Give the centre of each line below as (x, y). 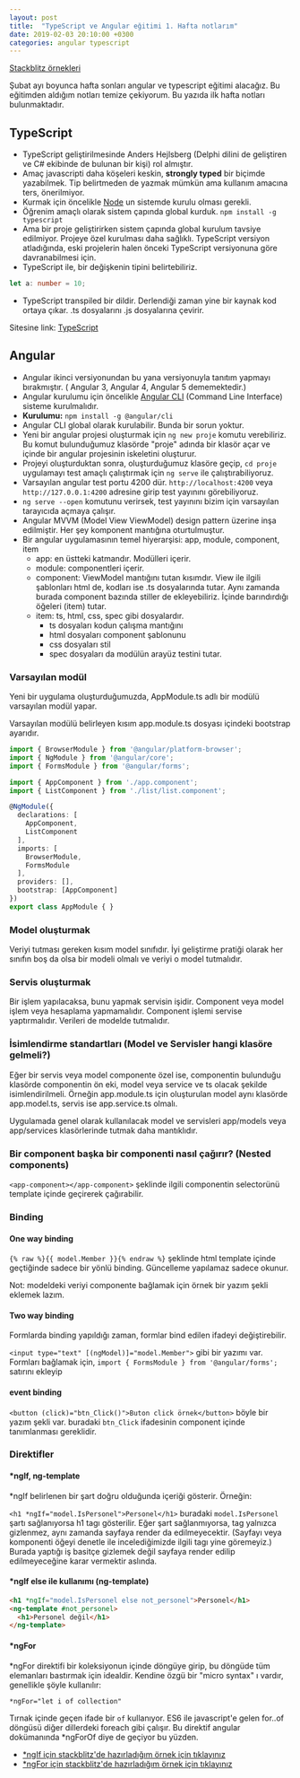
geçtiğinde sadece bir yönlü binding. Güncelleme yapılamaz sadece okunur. (149, 1268)
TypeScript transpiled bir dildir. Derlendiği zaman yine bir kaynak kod (150, 301)
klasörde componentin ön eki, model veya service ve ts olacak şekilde (138, 1084)
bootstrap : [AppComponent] (68, 890)
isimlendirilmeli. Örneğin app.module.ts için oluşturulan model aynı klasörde (149, 1094)
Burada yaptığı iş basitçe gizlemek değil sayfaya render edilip (122, 1551)
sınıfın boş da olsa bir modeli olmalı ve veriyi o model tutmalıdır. (126, 959)
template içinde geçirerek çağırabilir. (77, 1193)
